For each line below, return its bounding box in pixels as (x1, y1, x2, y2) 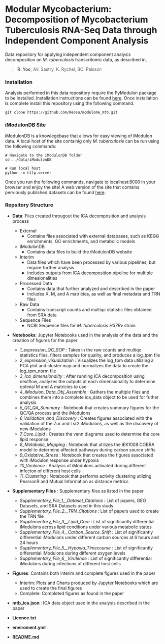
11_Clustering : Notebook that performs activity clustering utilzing (19, 473, 152, 479)
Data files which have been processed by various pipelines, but (27, 259, 156, 265)
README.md (12, 634, 39, 640)
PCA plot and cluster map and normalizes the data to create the (19, 362, 149, 368)
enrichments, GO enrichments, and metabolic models (27, 238, 135, 244)
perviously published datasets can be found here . (5, 189, 106, 195)
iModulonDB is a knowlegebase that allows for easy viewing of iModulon (5, 133, 153, 139)
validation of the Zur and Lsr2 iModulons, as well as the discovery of (19, 420, 159, 426)
